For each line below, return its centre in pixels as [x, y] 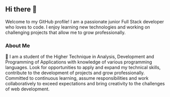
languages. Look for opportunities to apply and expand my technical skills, [83, 68]
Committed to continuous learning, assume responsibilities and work [77, 78]
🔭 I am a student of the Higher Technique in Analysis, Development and [80, 57]
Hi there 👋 [21, 9]
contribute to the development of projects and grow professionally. [75, 73]
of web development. [27, 89]
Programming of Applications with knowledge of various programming [79, 62]
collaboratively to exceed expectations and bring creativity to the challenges [85, 84]
